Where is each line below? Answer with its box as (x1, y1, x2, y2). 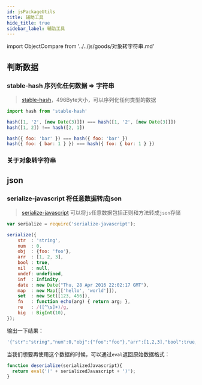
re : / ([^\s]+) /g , (17, 304, 69, 311)
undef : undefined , (17, 270, 64, 276)
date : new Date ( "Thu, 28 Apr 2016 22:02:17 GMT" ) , (17, 282, 149, 288)
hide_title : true (7, 20, 50, 26)
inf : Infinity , (17, 276, 61, 282)
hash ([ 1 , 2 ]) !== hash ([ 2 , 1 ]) (7, 124, 85, 131)
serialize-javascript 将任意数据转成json (7, 194, 122, 203)
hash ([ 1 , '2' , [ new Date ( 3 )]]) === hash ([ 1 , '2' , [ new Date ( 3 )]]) (7, 119, 176, 125)
